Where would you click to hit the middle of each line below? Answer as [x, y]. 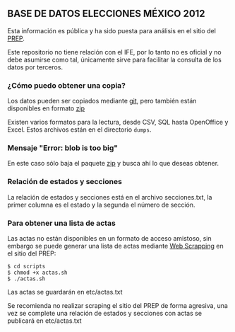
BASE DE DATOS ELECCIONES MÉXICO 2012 [107, 14]
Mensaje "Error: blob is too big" [63, 148]
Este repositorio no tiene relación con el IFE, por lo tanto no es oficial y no [114, 52]
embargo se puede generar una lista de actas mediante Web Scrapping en [115, 246]
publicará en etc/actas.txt [45, 321]
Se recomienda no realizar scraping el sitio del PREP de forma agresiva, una [117, 305]
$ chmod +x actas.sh [38, 273]
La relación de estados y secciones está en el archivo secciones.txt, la [110, 197]
